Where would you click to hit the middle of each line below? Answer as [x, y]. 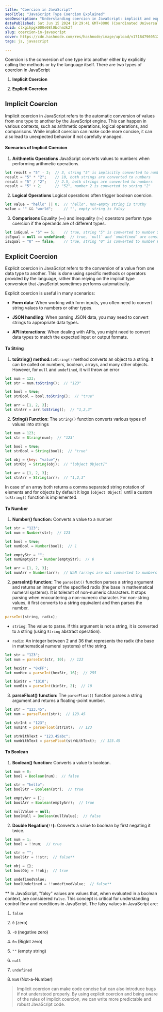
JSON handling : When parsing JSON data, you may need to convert [80, 317]
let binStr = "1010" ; [27, 681]
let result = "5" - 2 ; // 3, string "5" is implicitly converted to [77, 173]
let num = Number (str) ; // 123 [38, 533]
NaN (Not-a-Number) [32, 979]
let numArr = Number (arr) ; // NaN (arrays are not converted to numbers [81, 573]
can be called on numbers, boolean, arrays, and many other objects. [80, 364]
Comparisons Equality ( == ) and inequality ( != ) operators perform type [82, 218]
